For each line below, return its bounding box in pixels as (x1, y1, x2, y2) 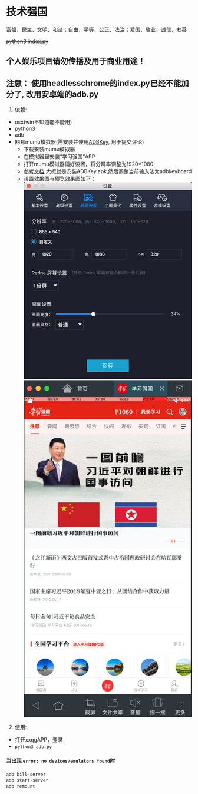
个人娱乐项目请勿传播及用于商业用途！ (6, 57, 146, 67)
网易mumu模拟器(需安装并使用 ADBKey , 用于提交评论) (14, 138, 144, 145)
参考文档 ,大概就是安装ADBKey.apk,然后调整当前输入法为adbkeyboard (23, 168, 192, 175)
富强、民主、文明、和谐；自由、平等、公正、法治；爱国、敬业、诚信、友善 (6, 26, 187, 33)
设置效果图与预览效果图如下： (23, 175, 96, 183)
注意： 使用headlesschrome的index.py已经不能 (6, 78, 181, 88)
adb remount (6, 783, 35, 789)
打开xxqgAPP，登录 (14, 736, 63, 743)
